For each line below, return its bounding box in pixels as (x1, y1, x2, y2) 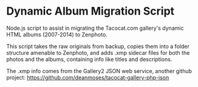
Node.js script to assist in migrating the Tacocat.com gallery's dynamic (6, 24, 184, 32)
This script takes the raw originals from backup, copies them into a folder (6, 43, 189, 50)
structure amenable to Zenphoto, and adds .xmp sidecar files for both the (6, 49, 190, 56)
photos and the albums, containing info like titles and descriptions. (6, 55, 172, 63)
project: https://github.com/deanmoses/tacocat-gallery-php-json (6, 74, 169, 81)
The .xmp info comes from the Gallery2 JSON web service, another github (6, 67, 193, 74)
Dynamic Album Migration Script (6, 4, 175, 18)
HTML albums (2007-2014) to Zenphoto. (6, 30, 108, 38)
